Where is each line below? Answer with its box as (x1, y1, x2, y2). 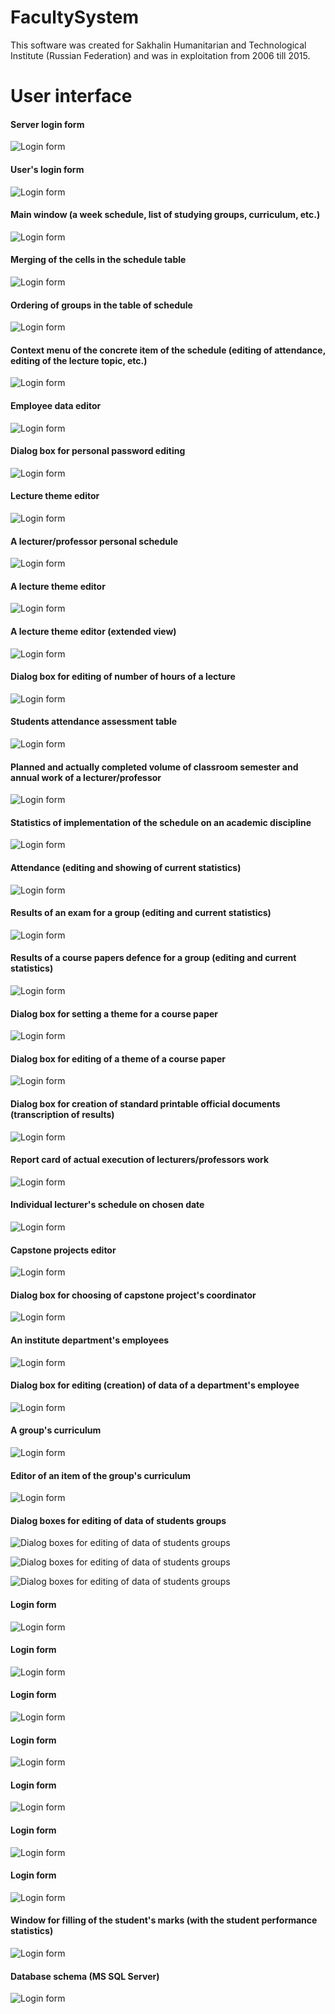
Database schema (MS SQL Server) (10, 1970, 160, 1982)
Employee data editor (10, 399, 102, 411)
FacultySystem (10, 6, 139, 29)
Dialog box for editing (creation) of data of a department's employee (10, 1379, 300, 1391)
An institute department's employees (10, 1334, 170, 1346)
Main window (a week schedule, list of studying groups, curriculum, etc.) (10, 209, 321, 221)
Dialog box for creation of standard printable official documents (10, 1097, 281, 1110)
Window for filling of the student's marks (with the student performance (10, 1914, 318, 1926)
